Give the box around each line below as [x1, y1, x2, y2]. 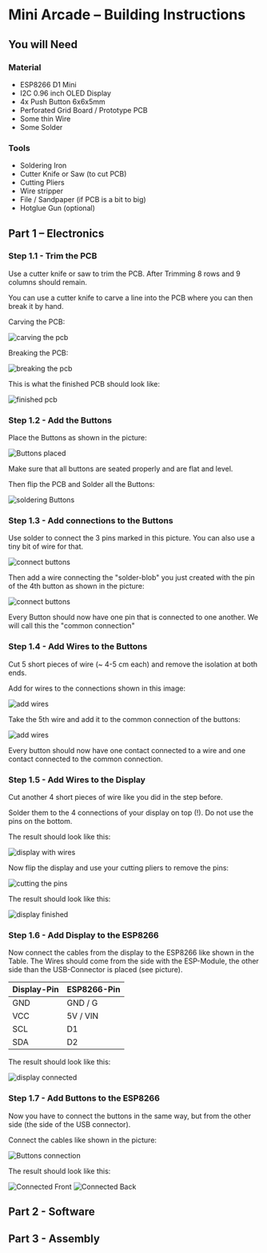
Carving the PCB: [8, 317, 66, 326]
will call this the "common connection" [8, 621, 135, 631]
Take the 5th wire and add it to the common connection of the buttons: [8, 714, 241, 724]
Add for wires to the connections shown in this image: [8, 683, 186, 693]
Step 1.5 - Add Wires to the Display [8, 774, 146, 785]
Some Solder [19, 122, 63, 132]
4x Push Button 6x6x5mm [19, 96, 106, 106]
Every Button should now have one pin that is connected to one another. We [8, 612, 259, 622]
